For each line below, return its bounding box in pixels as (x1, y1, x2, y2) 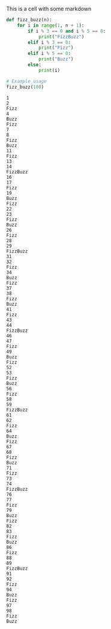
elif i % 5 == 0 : (28, 51, 71, 57)
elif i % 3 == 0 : (28, 39, 71, 45)
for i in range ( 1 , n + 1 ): (17, 22, 85, 28)
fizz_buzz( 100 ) (6, 84, 44, 90)
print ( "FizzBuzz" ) (38, 33, 85, 40)
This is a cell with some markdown (6, 5, 92, 12)
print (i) (38, 67, 61, 73)
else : (28, 62, 42, 68)
